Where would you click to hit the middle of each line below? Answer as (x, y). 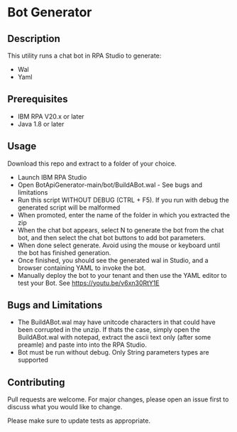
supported (33, 360)
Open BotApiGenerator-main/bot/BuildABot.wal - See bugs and (110, 185)
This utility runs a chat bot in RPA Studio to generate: (84, 55)
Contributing (36, 382)
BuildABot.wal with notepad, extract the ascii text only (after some (114, 337)
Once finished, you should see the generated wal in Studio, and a (113, 260)
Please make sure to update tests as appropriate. (79, 421)
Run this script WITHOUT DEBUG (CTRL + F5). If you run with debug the (123, 200)
